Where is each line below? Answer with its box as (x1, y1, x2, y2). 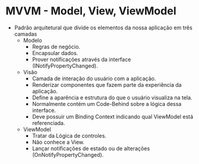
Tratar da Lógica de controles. (32, 132, 107, 139)
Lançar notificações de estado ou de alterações (32, 145, 150, 152)
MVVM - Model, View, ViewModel (5, 4, 177, 18)
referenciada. (32, 119, 65, 126)
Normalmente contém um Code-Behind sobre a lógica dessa (32, 100, 182, 107)
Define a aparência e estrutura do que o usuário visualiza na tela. (32, 94, 192, 101)
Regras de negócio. (32, 43, 81, 50)
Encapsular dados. (32, 49, 78, 56)
